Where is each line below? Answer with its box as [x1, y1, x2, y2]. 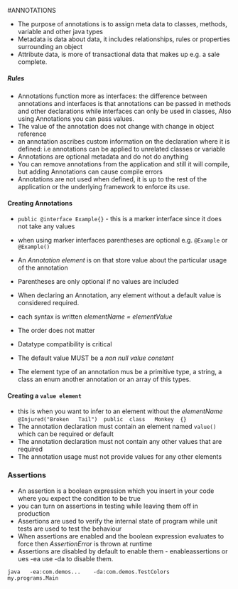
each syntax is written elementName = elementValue [17, 312, 173, 321]
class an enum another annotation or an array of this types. [17, 375, 192, 383]
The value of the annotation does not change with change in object [17, 122, 215, 130]
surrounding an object [17, 43, 83, 51]
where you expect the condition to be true [17, 494, 141, 502]
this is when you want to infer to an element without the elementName [17, 407, 223, 415]
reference [17, 129, 47, 138]
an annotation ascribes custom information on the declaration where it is [17, 137, 230, 145]
